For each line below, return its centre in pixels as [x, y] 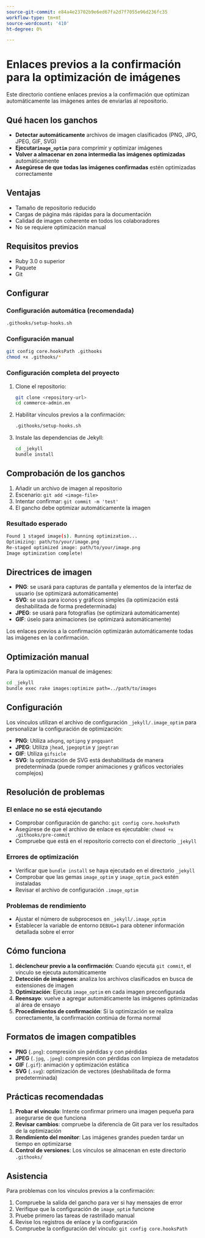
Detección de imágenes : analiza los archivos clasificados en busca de [104, 978]
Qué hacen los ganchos [52, 120]
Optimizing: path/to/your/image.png [53, 542]
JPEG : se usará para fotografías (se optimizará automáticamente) [97, 613]
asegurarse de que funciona [51, 1118]
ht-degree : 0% [24, 29]
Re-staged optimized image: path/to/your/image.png [73, 547]
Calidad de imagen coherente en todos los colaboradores [87, 220]
